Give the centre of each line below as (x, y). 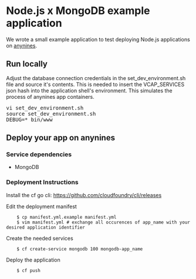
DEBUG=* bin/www (29, 119)
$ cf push (29, 270)
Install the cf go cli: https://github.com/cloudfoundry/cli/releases (84, 195)
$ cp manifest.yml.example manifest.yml (67, 217)
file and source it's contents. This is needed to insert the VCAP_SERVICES (95, 84)
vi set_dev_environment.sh (45, 108)
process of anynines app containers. (50, 97)
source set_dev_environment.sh (51, 113)
